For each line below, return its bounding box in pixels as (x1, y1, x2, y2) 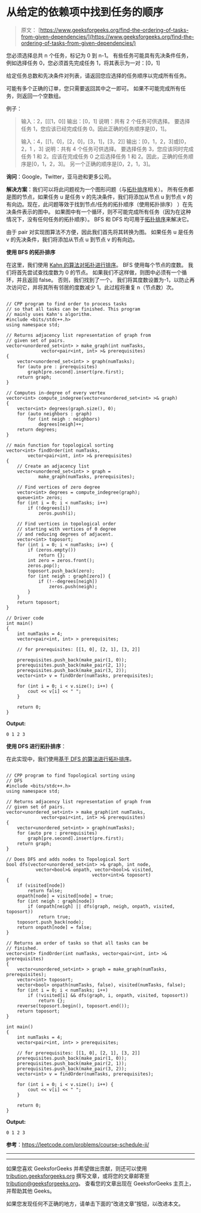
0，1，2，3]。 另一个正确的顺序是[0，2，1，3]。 (33, 160, 154, 168)
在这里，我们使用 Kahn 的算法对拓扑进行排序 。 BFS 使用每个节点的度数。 (6, 261, 187, 268)
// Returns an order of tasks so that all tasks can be (6, 940, 148, 946)
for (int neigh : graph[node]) (17, 898, 95, 904)
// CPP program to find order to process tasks (6, 300, 127, 307)
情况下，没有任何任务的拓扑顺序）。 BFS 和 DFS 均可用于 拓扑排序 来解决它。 (6, 215, 193, 223)
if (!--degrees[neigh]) (38, 578, 98, 584)
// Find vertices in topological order (17, 521, 117, 527)
